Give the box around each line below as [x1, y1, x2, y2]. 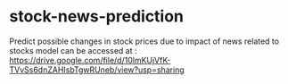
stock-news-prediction [9, 6, 185, 27]
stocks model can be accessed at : [9, 45, 137, 55]
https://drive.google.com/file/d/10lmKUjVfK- [9, 55, 171, 65]
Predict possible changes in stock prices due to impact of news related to [9, 36, 279, 46]
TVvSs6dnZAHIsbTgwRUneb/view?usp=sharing [9, 64, 185, 75]
